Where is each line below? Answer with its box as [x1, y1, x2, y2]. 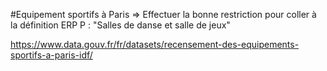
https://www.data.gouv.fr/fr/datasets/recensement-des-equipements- [10, 39, 300, 50]
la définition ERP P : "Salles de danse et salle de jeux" [10, 19, 231, 31]
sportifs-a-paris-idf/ [10, 49, 93, 61]
